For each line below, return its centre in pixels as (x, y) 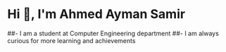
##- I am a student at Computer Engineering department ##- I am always (113, 33)
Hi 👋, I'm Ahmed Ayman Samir (96, 14)
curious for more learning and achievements (71, 40)
